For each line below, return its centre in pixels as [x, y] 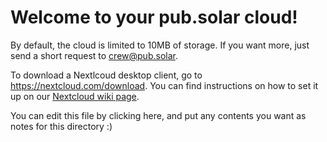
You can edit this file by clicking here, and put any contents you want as [158, 115]
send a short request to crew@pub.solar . [94, 55]
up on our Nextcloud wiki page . [75, 96]
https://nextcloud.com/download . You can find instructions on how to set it [164, 85]
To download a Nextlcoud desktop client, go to [106, 75]
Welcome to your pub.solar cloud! [154, 17]
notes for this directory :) [61, 126]
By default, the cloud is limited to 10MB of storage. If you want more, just [160, 45]
